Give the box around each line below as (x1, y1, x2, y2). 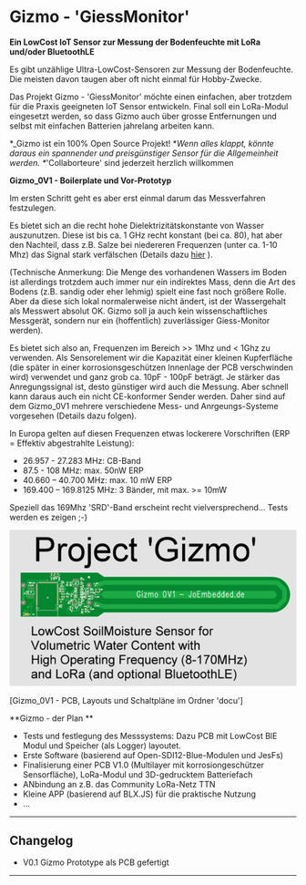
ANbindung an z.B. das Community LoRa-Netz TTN (22, 778, 216, 789)
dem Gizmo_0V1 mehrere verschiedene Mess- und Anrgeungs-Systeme (9, 400, 280, 411)
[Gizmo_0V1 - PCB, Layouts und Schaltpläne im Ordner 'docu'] (9, 695, 243, 705)
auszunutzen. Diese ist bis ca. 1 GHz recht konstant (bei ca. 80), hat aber (9, 230, 283, 241)
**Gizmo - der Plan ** (9, 713, 94, 724)
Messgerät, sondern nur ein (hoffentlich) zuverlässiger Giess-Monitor (9, 314, 270, 325)
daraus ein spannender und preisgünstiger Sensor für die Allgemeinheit (9, 148, 279, 159)
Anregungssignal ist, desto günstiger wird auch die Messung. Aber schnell (9, 381, 289, 392)
